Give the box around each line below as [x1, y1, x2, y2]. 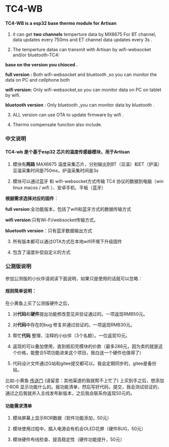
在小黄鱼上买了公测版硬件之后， [5, 300, 72, 307]
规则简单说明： [5, 288, 36, 294]
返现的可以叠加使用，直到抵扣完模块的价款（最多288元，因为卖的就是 [12, 343, 158, 350]
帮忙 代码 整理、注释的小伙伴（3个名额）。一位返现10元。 [12, 332, 130, 339]
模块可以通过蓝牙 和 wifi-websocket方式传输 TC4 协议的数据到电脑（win [12, 178, 164, 184]
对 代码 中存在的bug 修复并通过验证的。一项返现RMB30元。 [12, 322, 135, 328]
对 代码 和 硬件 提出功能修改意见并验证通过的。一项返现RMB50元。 [12, 311, 148, 317]
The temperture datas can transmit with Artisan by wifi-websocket [12, 47, 151, 53]
